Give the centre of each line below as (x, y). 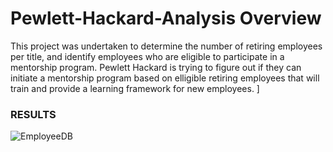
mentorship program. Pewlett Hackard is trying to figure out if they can (156, 67)
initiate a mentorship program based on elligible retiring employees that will (165, 78)
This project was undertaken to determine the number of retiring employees (166, 46)
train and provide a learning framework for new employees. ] (135, 88)
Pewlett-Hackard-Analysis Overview (166, 18)
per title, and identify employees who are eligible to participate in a (147, 56)
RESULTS (33, 114)
